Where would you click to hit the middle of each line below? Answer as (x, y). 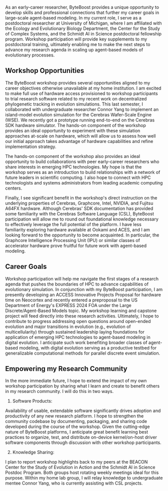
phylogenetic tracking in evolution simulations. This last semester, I (74, 104)
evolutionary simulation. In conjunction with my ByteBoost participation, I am (84, 289)
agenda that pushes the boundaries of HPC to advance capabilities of (77, 284)
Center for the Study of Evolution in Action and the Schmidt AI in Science (80, 467)
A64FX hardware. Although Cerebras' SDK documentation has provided (79, 208)
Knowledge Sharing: (33, 452)
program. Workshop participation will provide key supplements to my (76, 39)
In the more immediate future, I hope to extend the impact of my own (76, 381)
